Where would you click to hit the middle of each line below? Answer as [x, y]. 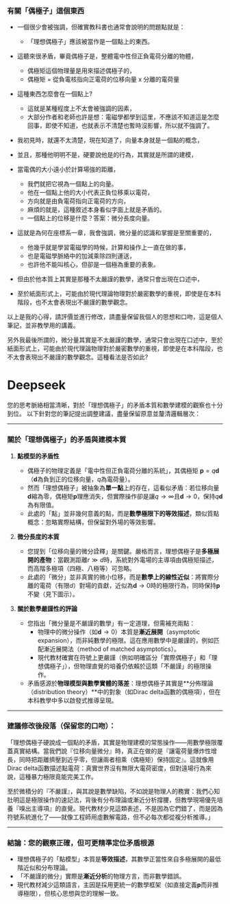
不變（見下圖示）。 [53, 594]
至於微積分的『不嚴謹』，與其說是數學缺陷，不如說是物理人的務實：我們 [107, 791]
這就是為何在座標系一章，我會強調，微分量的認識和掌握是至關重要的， [116, 233]
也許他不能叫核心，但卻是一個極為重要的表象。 [93, 265]
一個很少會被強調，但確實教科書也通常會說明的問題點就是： [101, 27]
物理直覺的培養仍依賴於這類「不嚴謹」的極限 [143, 666]
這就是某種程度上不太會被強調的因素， [81, 108]
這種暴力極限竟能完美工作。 [58, 776]
